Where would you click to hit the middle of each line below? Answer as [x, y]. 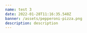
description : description [31, 23]
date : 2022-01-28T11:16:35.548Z [38, 14]
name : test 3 [18, 9]
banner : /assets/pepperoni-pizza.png [44, 18]
